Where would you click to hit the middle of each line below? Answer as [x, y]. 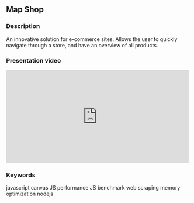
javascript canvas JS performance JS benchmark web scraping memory [93, 188]
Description [23, 26]
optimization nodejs [30, 194]
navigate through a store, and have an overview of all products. [82, 45]
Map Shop [25, 10]
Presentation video [34, 60]
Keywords [21, 175]
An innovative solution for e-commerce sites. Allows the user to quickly [92, 39]
